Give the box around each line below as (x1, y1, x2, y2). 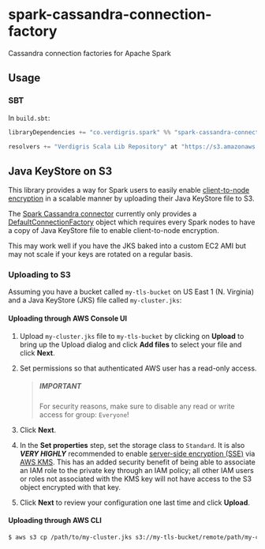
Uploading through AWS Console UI (8, 314, 128, 323)
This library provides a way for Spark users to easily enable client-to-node (8, 186, 250, 195)
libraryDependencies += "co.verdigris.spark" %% (8, 128, 171, 136)
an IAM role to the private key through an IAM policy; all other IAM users (19, 465, 254, 475)
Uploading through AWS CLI (8, 516, 103, 525)
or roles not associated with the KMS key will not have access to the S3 (19, 474, 252, 483)
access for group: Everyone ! (39, 409, 129, 419)
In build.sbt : (8, 113, 50, 122)
